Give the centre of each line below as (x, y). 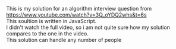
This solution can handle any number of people (64, 40)
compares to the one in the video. (48, 34)
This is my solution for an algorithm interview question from (79, 9)
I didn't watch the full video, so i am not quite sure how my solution (88, 27)
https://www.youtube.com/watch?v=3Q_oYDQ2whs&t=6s (76, 15)
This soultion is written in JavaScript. (51, 21)
